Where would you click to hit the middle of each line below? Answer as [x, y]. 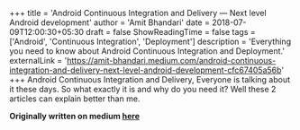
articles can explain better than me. [75, 99]
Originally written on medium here [75, 116]
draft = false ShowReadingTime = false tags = [170, 32]
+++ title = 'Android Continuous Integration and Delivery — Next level [138, 13]
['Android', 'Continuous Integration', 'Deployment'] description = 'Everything [150, 41]
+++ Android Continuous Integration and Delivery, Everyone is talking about [150, 79]
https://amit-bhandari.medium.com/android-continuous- [171, 61]
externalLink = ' [38, 61]
